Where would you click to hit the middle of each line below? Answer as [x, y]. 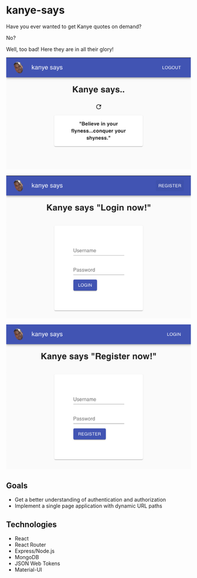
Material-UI [28, 570]
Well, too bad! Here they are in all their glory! [60, 49]
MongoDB [27, 557]
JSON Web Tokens [37, 563]
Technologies [32, 524]
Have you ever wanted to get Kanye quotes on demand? [74, 26]
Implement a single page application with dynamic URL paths [88, 506]
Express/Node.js [34, 551]
